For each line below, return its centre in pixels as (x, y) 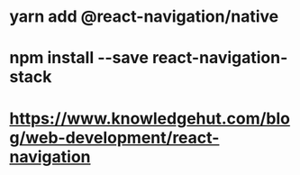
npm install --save (79, 58)
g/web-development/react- (114, 138)
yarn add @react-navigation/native (144, 17)
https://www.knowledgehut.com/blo (150, 118)
